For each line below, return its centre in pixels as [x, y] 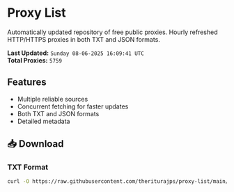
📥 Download [36, 144]
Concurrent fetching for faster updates [73, 106]
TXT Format [28, 167]
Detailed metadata [44, 121]
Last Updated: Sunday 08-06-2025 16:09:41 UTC [76, 53]
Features [27, 82]
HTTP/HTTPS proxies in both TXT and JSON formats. [84, 39]
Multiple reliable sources [53, 99]
